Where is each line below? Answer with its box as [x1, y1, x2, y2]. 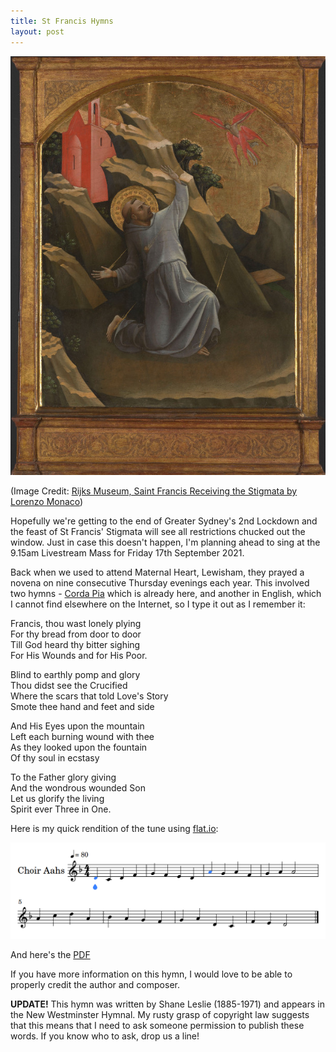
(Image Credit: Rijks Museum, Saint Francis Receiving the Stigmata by [10, 485, 298, 497]
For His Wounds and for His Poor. [10, 649, 148, 661]
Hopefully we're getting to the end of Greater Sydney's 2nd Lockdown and [10, 515, 318, 527]
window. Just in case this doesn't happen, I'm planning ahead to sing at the [10, 536, 321, 548]
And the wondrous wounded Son [10, 781, 146, 794]
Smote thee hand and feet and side [10, 700, 155, 712]
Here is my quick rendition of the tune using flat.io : [10, 822, 219, 834]
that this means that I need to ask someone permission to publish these [10, 1019, 305, 1031]
